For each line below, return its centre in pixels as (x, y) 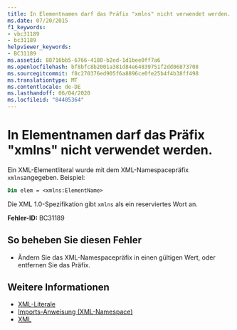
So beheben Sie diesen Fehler (75, 240)
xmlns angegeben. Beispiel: (46, 177)
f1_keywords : (27, 27)
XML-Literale (36, 304)
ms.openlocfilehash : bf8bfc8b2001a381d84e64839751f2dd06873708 (103, 67)
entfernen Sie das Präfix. (54, 265)
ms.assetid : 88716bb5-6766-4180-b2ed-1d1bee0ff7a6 (84, 60)
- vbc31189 (23, 34)
